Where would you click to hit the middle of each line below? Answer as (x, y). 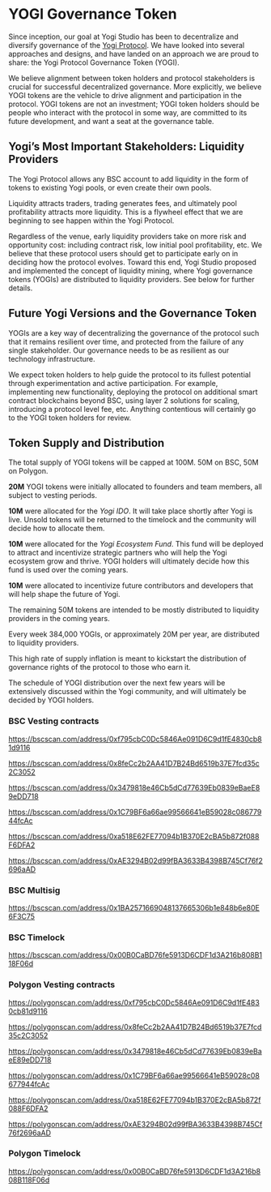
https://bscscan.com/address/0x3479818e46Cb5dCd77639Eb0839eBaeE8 (134, 787)
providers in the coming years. (59, 619)
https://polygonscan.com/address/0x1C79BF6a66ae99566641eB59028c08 (134, 1075)
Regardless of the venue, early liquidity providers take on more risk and (127, 236)
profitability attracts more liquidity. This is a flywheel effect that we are (126, 212)
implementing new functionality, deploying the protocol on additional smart (133, 392)
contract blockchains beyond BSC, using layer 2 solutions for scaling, (124, 400)
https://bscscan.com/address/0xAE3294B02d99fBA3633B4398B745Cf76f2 (135, 860)
